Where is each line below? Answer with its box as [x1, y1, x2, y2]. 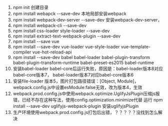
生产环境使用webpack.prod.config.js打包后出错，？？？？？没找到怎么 [12, 109, 158, 115]
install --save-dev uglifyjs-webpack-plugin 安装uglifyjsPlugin [12, 103, 139, 109]
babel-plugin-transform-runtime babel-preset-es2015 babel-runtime [12, 59, 154, 65]
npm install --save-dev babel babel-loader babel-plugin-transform [12, 54, 150, 60]
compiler [12, 49, 31, 55]
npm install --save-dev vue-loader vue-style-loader [12, 44, 120, 49]
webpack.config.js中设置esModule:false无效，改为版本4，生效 [12, 84, 142, 90]
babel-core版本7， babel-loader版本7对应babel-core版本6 [12, 72, 134, 77]
